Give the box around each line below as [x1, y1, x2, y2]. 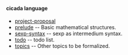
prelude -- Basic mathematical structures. [14, 24, 117, 31]
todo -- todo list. [14, 36, 55, 43]
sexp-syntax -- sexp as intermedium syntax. [14, 30, 123, 37]
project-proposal [14, 18, 56, 25]
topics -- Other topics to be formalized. [14, 43, 110, 50]
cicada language [6, 5, 48, 12]
